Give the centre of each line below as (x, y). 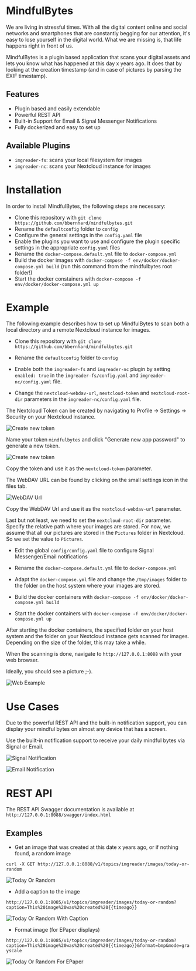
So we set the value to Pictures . (45, 539)
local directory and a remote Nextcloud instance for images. (78, 330)
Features (23, 94)
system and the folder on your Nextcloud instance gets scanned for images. (98, 636)
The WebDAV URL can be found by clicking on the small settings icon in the (97, 480)
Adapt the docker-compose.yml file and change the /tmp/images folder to (101, 579)
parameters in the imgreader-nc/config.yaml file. (83, 399)
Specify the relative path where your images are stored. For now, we (88, 527)
